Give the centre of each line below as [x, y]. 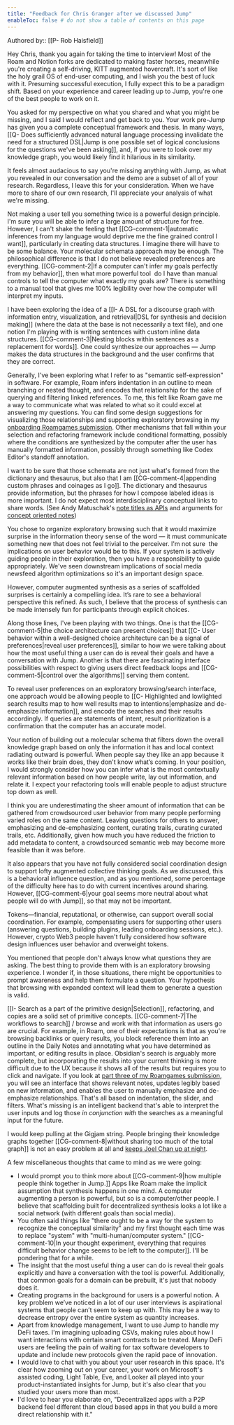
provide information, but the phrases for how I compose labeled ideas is [111, 493]
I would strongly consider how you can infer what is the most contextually [114, 769]
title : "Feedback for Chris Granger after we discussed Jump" [100, 14]
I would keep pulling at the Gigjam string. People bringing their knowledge [114, 1133]
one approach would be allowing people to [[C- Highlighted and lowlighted [115, 696]
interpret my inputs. [36, 296]
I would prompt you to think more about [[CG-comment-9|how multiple [119, 1175]
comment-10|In [39, 1243]
